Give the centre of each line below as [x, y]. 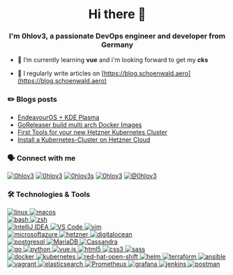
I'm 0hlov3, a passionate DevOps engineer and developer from [117, 36]
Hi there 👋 [117, 14]
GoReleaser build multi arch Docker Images [80, 124]
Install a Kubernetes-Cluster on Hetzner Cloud [84, 140]
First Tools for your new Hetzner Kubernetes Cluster [92, 132]
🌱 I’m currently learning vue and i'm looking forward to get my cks [113, 60]
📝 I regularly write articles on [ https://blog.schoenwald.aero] [104, 73]
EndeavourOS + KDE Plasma [58, 117]
